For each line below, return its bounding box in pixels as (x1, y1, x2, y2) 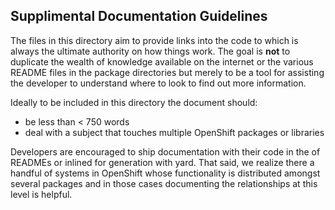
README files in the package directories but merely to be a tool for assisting (10, 66, 325, 78)
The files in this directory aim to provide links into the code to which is (10, 34, 299, 46)
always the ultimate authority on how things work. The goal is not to (10, 45, 291, 57)
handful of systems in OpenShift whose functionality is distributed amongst (10, 167, 321, 179)
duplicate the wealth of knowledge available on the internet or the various (10, 55, 314, 68)
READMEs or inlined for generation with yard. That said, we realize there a (10, 156, 315, 168)
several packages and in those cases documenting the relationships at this (10, 177, 318, 189)
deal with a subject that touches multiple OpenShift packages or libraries (24, 126, 325, 138)
